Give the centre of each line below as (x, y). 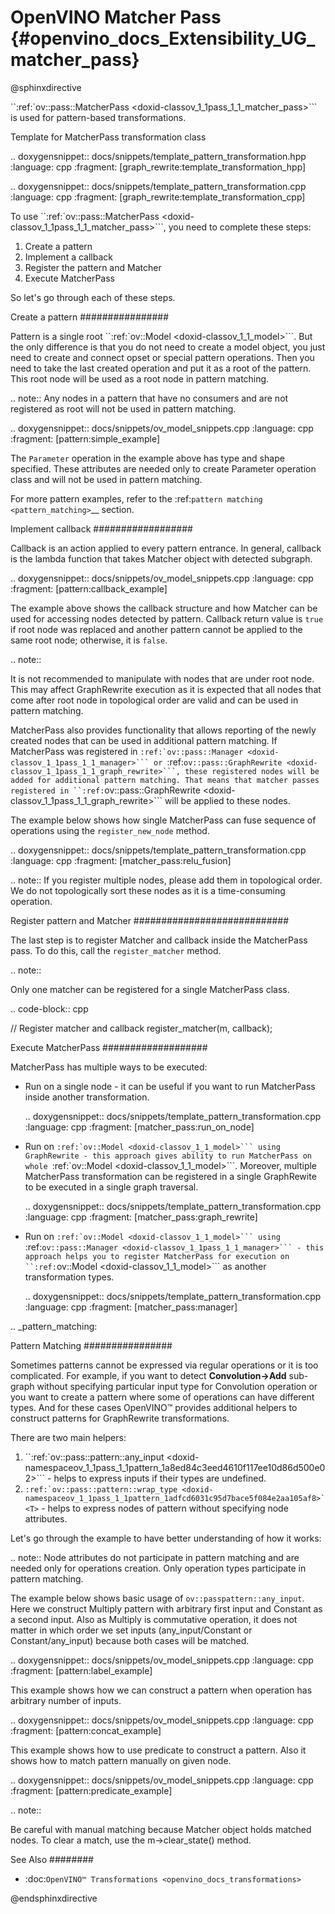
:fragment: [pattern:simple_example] (85, 438)
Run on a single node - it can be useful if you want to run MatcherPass (170, 1086)
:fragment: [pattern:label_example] (81, 1670)
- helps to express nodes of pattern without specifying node (165, 1508)
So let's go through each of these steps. (93, 297)
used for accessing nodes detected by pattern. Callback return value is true (167, 618)
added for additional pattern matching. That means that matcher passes (165, 780)
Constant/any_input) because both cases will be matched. (130, 1640)
